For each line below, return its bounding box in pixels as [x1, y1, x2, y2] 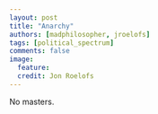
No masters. [9, 96, 55, 107]
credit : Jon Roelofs [17, 72, 94, 81]
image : [9, 55, 34, 64]
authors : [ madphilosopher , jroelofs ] [9, 30, 151, 39]
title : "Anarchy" [9, 22, 75, 31]
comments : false [9, 47, 70, 56]
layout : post [9, 13, 58, 22]
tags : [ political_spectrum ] [9, 38, 115, 48]
